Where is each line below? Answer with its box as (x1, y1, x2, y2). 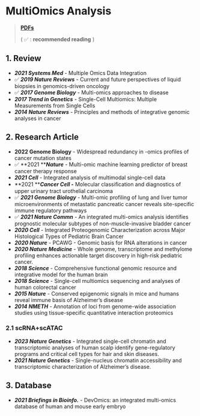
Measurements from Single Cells (14, 102, 95, 109)
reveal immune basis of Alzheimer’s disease (14, 296, 124, 303)
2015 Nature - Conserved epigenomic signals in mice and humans (14, 290, 180, 297)
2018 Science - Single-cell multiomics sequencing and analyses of (14, 277, 181, 284)
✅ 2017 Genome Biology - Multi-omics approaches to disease (14, 89, 169, 96)
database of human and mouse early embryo (14, 403, 126, 410)
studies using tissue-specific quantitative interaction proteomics (14, 309, 174, 316)
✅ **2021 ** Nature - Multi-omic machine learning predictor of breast (14, 161, 188, 168)
